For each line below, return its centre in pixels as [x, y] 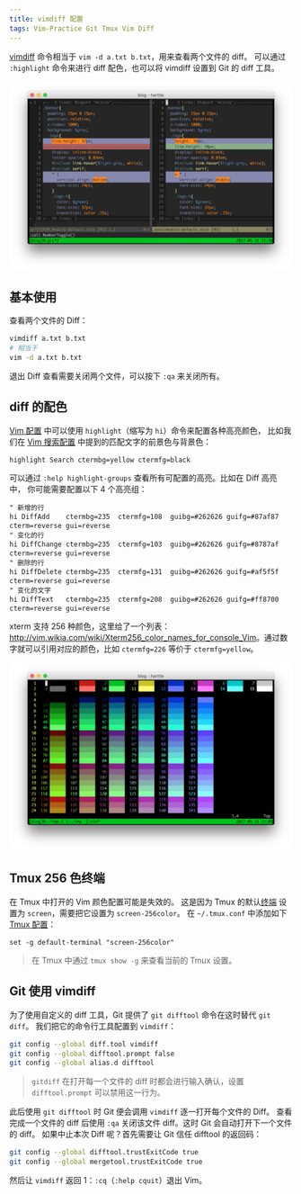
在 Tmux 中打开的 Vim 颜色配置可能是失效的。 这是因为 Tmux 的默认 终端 [143, 902]
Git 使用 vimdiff [53, 991]
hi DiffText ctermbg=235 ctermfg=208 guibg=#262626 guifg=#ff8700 [144, 599]
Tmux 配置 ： [33, 924]
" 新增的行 [27, 507]
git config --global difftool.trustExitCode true [104, 1153]
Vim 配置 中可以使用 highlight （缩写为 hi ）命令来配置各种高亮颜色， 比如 [146, 430]
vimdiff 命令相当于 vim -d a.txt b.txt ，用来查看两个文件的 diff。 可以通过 [147, 56]
